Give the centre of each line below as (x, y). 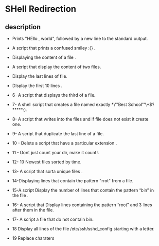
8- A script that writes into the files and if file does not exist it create (80, 119)
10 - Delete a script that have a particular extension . (64, 143)
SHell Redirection (41, 9)
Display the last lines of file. (40, 76)
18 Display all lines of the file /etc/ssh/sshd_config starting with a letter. (83, 229)
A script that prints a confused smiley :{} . (54, 48)
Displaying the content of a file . (44, 57)
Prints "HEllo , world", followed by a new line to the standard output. (80, 38)
